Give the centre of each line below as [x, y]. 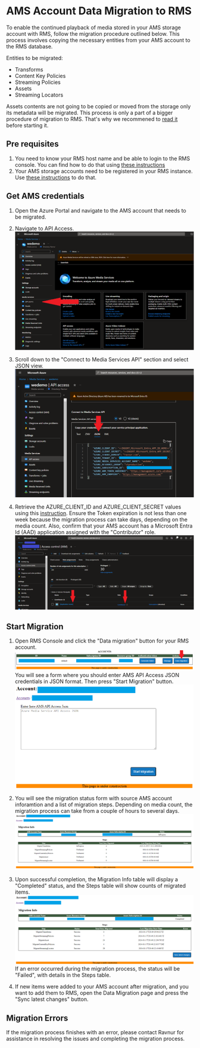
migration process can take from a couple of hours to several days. [97, 810]
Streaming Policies [37, 82]
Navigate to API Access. [44, 228]
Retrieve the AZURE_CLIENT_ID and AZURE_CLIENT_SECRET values [98, 507]
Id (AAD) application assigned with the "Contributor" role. [85, 532]
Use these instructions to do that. [56, 177]
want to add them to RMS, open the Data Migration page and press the [101, 993]
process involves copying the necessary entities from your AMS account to [98, 40]
